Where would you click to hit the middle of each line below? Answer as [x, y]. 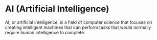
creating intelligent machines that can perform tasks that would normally [78, 27]
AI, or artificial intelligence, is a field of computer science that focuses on [79, 22]
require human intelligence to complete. [45, 32]
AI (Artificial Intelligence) [57, 9]
